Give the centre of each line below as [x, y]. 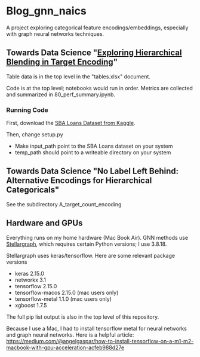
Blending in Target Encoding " [62, 62]
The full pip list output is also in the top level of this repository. [83, 317]
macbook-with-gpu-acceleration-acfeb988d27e [65, 347]
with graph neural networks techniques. [55, 33]
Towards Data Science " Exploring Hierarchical [94, 53]
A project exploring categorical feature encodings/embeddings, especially [97, 28]
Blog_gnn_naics [46, 11]
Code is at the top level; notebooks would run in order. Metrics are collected [99, 88]
